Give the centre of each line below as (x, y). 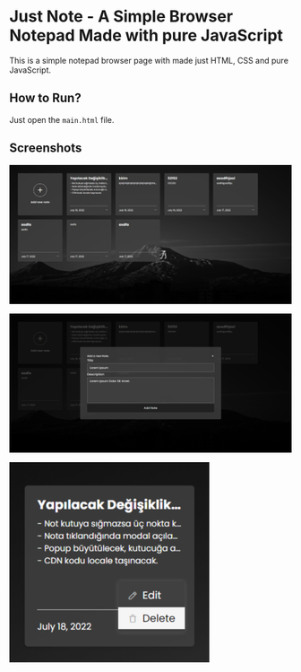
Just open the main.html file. (62, 119)
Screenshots (46, 148)
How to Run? (46, 98)
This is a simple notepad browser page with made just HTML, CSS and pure (149, 60)
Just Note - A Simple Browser (121, 17)
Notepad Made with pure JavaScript (146, 35)
